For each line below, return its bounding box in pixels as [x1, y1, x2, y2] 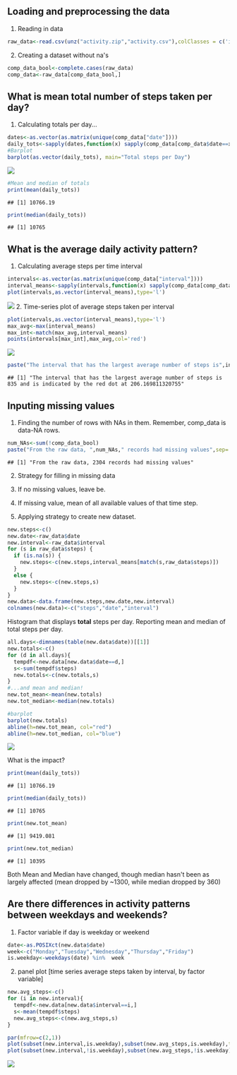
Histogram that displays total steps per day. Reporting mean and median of [7, 618, 226, 626]
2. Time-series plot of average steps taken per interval [16, 302, 175, 311]
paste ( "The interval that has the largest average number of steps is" [7, 361, 222, 369]
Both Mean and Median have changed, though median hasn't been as [7, 870, 209, 878]
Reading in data [17, 24, 63, 32]
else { [13, 572, 33, 579]
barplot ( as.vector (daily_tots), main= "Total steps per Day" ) [7, 153, 191, 161]
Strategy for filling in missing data [17, 471, 116, 479]
